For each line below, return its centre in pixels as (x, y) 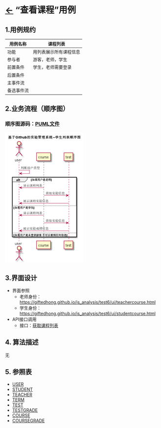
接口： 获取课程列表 (39, 325)
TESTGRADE (25, 410)
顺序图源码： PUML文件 (32, 124)
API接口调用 (24, 319)
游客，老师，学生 (50, 59)
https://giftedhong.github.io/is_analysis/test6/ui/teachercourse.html (87, 302)
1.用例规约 (21, 30)
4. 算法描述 (22, 343)
